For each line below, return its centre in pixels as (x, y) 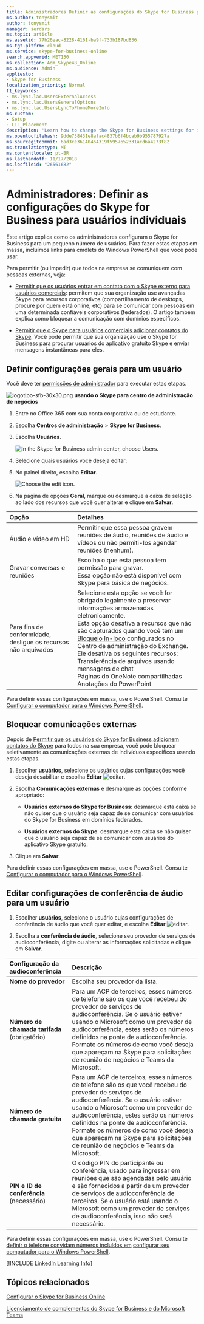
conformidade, (30, 634)
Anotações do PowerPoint (114, 684)
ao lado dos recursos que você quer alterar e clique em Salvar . (94, 502)
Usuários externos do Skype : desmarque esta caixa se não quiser (107, 831)
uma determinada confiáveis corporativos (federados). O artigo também (105, 312)
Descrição (87, 967)
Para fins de (26, 627)
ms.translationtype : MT (36, 147)
